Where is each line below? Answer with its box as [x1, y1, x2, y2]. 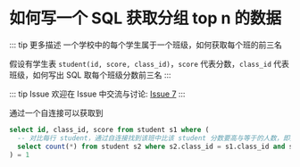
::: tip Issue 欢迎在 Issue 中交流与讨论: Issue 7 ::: [9, 88, 186, 99]
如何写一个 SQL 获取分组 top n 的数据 [9, 8, 282, 29]
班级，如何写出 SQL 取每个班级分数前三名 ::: [9, 69, 171, 80]
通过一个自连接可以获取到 [9, 107, 104, 118]
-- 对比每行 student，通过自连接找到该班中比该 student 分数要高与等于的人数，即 [17, 133, 290, 143]
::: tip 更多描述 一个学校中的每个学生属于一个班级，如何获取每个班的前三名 [9, 39, 283, 50]
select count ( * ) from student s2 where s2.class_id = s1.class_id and [17, 142, 286, 151]
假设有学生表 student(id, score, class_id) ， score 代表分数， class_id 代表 [9, 58, 290, 69]
